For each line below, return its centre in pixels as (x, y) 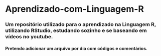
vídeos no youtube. (29, 37)
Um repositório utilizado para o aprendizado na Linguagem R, (80, 25)
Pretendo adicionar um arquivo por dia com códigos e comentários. (77, 48)
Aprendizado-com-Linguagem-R (75, 9)
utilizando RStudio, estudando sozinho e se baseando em (76, 30)
